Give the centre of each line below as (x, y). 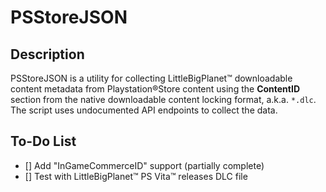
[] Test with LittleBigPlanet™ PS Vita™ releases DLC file (136, 176)
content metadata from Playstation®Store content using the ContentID (155, 89)
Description (47, 54)
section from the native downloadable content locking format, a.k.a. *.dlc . (163, 99)
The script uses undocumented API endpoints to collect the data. (144, 110)
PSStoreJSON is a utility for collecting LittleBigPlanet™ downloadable (151, 78)
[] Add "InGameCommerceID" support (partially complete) (144, 165)
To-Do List (43, 141)
